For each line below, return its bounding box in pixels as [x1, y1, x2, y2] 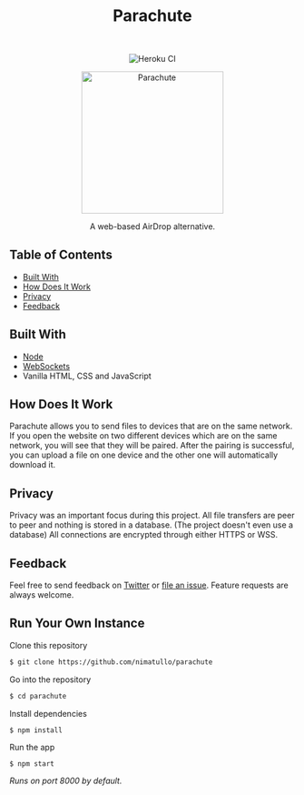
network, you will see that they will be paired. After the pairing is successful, [9, 440, 295, 451]
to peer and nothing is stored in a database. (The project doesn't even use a [9, 519, 293, 530]
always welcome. [9, 589, 74, 600]
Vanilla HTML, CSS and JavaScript [22, 370, 152, 381]
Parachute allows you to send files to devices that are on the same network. [9, 420, 293, 432]
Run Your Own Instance [9, 616, 145, 631]
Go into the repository [9, 674, 92, 685]
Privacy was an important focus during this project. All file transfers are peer [9, 510, 295, 521]
